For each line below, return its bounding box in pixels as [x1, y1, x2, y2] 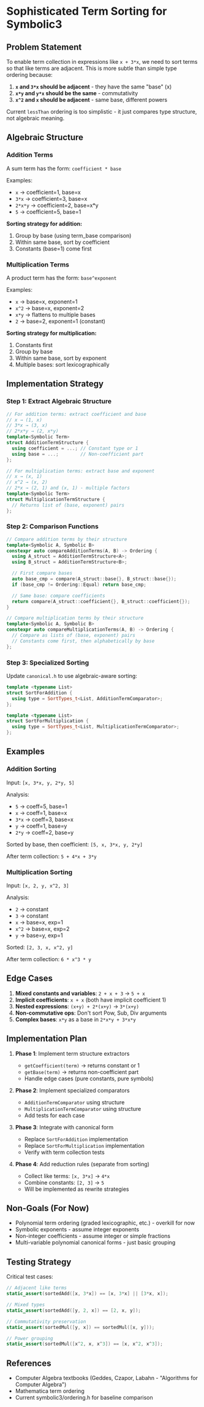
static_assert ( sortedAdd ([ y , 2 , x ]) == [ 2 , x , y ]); [6, 1307, 142, 1314]
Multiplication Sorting [6, 868, 73, 876]
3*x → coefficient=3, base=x [15, 195, 88, 202]
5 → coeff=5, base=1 [15, 803, 67, 810]
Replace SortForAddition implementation [24, 1135, 129, 1143]
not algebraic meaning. [6, 115, 65, 122]
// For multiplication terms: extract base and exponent [6, 468, 155, 474]
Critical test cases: [6, 1273, 53, 1280]
